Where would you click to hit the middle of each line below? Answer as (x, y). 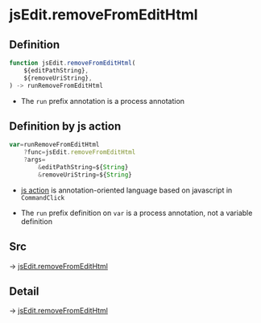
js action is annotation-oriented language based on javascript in (126, 190)
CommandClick (43, 198)
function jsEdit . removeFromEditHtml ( (72, 63)
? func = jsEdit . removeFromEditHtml (80, 152)
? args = (35, 160)
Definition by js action (65, 126)
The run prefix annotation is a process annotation (102, 101)
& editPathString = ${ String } (83, 167)
